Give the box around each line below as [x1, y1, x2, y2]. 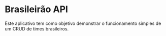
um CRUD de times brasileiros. [5, 25, 69, 31]
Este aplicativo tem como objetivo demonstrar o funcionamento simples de [5, 20, 161, 26]
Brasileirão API [5, 4, 68, 15]
